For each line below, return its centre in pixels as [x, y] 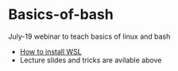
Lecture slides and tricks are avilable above [91, 60]
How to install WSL [50, 51]
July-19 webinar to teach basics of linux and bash [89, 36]
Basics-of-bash [61, 15]
